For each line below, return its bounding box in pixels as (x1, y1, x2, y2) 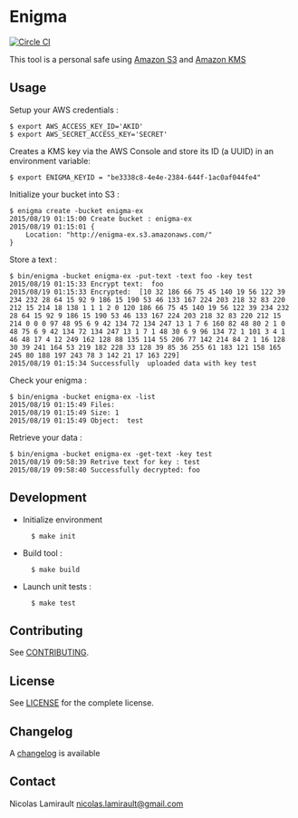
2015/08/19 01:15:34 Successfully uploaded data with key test (9, 358, 257, 368)
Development (9, 490, 88, 505)
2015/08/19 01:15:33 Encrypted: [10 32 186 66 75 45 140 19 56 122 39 (9, 287, 285, 297)
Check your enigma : (9, 375, 88, 385)
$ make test (31, 599, 76, 608)
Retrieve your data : (9, 432, 83, 443)
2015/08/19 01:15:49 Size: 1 (9, 408, 120, 417)
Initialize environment (22, 514, 102, 525)
